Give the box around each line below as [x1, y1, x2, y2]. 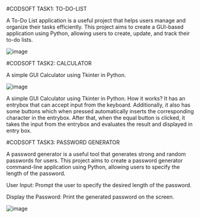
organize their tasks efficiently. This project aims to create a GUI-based [6, 24, 184, 30]
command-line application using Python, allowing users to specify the [6, 163, 180, 170]
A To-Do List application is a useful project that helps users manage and [6, 17, 186, 24]
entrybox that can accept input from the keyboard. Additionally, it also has [6, 101, 190, 108]
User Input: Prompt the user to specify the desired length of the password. [6, 182, 192, 188]
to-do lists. [6, 36, 33, 43]
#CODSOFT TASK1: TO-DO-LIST [6, 5, 88, 12]
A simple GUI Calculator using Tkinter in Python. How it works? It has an [6, 95, 185, 102]
